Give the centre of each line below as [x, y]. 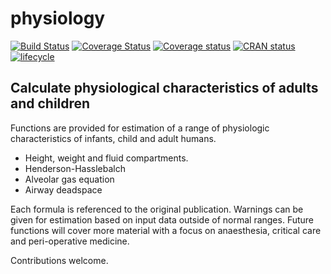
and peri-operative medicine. [70, 241]
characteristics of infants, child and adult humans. [113, 138]
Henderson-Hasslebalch [75, 168]
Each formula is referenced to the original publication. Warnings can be [157, 209]
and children [50, 103]
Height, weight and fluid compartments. [106, 158]
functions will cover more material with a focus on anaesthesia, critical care [166, 230]
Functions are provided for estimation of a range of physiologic [140, 128]
